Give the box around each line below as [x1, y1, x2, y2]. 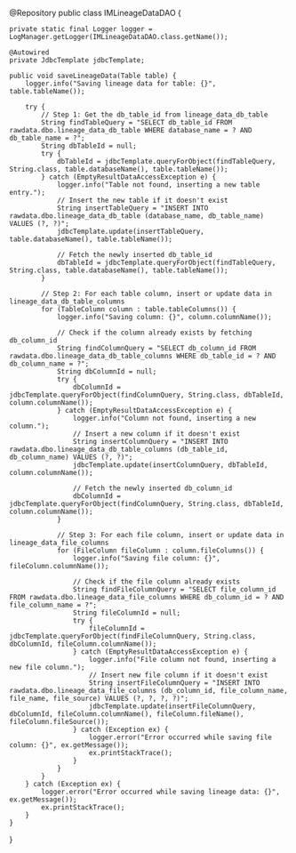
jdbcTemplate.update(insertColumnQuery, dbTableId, [72, 461, 268, 470]
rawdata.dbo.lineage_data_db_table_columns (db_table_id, [9, 445, 228, 454]
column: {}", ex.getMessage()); [9, 741, 129, 750]
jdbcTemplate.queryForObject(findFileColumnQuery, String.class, [9, 632, 256, 640]
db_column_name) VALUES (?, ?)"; [9, 453, 133, 462]
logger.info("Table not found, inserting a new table [56, 181, 260, 189]
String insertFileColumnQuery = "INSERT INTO [88, 679, 260, 688]
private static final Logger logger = [9, 25, 153, 34]
